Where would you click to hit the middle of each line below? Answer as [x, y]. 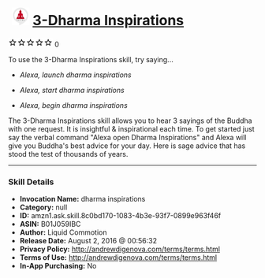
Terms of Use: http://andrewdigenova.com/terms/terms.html [118, 258]
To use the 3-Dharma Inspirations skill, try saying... [91, 59]
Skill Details [31, 182]
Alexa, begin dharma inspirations [73, 105]
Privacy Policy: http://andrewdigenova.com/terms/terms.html [120, 249]
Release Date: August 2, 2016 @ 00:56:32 [88, 241]
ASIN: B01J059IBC [50, 224]
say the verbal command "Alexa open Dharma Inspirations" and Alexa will [127, 137]
